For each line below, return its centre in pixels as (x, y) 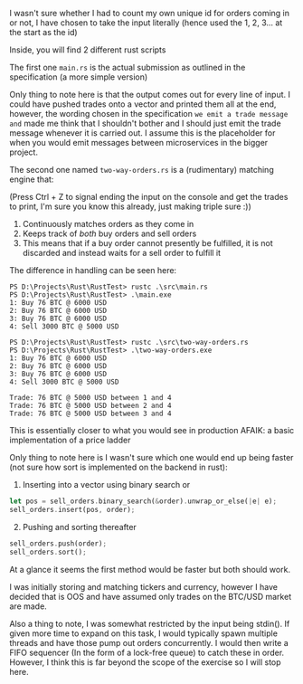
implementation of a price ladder (70, 440)
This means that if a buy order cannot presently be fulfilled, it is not (147, 243)
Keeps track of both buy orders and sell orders (109, 233)
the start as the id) (44, 32)
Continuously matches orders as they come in (108, 224)
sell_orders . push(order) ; (58, 543)
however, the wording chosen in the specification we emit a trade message (149, 114)
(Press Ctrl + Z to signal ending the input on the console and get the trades (149, 197)
